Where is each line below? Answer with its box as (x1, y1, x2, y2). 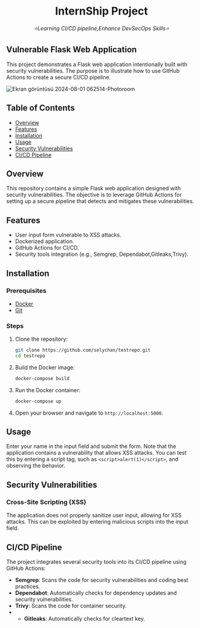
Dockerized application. (15, 238, 74, 245)
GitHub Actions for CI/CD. (15, 244, 80, 252)
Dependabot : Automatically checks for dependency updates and (15, 589, 177, 596)
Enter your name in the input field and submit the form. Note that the (6, 443, 176, 450)
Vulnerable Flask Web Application (6, 44, 137, 55)
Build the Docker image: (15, 364, 76, 371)
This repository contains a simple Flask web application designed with (6, 185, 181, 192)
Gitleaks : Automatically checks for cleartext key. (24, 615, 146, 622)
